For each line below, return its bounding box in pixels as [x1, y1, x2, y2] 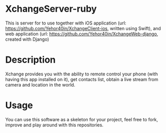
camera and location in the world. [5, 82, 76, 88]
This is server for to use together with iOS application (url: [5, 20, 126, 26]
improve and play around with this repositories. [5, 122, 104, 128]
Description [5, 54, 56, 66]
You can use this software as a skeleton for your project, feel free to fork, [5, 116, 158, 122]
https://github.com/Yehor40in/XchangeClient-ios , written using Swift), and [5, 25, 161, 31]
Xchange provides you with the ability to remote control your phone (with [5, 71, 158, 77]
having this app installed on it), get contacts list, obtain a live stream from [5, 76, 158, 82]
